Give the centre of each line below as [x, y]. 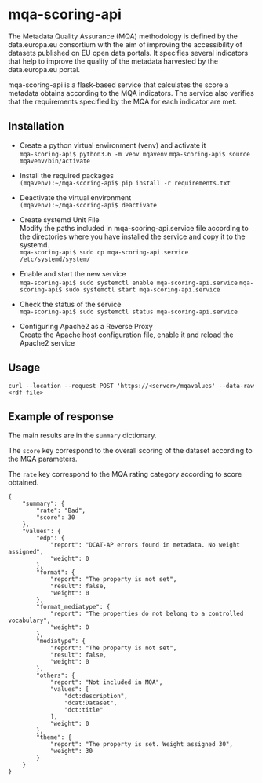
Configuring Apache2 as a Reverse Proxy [86, 326]
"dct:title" [84, 710]
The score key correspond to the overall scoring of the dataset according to [130, 451]
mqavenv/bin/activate [55, 161]
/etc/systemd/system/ [55, 259]
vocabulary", [29, 621]
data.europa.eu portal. [44, 69]
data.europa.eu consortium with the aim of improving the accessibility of [126, 44]
